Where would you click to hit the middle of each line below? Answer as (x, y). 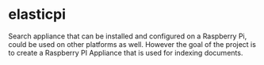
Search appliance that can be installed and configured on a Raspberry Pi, (128, 36)
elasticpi (37, 14)
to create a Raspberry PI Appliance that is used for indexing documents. (126, 52)
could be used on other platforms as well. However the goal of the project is (132, 44)
